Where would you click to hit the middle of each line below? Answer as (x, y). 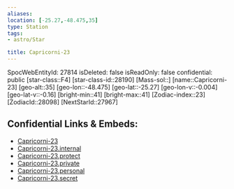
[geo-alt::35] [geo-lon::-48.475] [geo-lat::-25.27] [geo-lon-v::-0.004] (118, 87)
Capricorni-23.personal (51, 170)
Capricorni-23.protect (49, 155)
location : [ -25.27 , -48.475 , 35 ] (53, 20)
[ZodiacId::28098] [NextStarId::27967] (63, 102)
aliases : (20, 14)
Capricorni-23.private (49, 163)
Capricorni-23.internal (49, 148)
